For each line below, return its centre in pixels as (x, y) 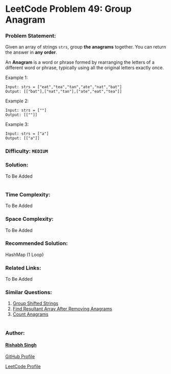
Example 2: (17, 101)
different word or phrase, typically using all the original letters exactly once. (85, 68)
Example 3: (17, 124)
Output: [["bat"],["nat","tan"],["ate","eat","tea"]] (64, 92)
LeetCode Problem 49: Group (68, 9)
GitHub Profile (20, 356)
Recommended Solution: (36, 243)
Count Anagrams (30, 314)
